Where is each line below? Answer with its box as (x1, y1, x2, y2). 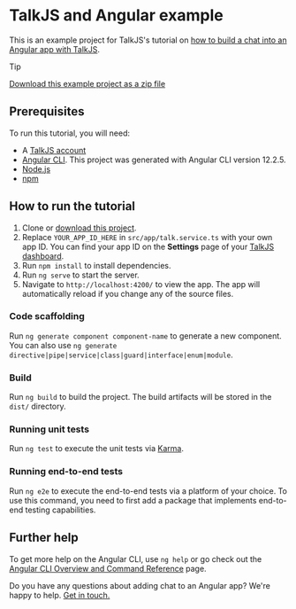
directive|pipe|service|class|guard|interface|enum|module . (9, 349, 233, 360)
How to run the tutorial (9, 199, 135, 214)
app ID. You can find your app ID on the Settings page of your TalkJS (21, 241, 275, 252)
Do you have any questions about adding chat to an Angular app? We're (9, 580, 271, 590)
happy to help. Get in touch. (9, 589, 110, 600)
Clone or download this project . (21, 223, 137, 233)
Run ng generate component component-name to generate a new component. (9, 330, 283, 341)
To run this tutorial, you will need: (9, 128, 131, 138)
